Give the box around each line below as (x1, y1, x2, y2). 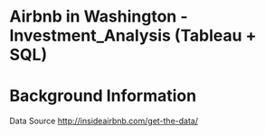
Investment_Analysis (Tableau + (9, 25, 257, 46)
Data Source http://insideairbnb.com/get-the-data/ (9, 115, 199, 127)
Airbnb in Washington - (9, 6, 188, 27)
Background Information (9, 85, 197, 106)
